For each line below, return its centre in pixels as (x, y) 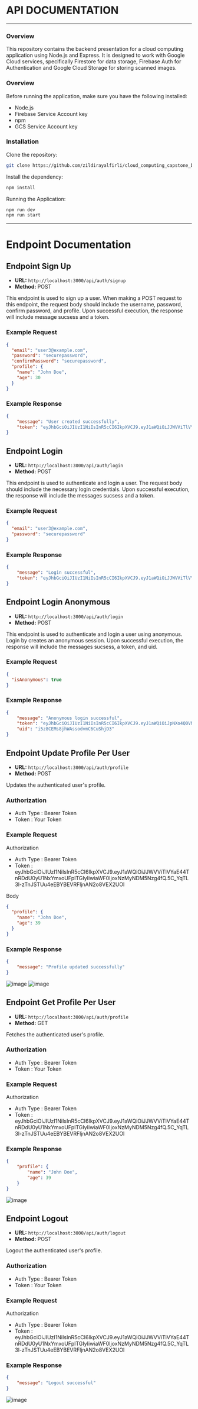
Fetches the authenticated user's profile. (55, 1034)
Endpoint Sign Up (39, 266)
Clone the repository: (32, 154)
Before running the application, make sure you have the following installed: (97, 96)
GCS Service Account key (46, 126)
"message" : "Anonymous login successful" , (70, 718)
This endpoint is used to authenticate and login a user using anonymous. (94, 634)
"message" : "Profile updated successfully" (71, 967)
